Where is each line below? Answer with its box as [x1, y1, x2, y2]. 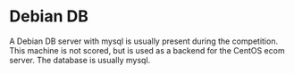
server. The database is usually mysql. [9, 54, 151, 65]
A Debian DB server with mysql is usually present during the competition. [9, 36, 279, 46]
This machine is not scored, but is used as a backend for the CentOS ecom [9, 45, 285, 55]
